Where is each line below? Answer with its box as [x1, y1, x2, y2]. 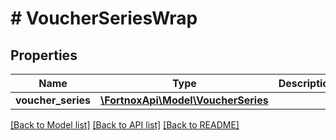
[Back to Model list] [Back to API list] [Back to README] [10, 119, 240, 131]
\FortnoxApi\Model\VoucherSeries [100, 93, 269, 107]
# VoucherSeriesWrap [10, 7, 198, 30]
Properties [10, 47, 78, 64]
